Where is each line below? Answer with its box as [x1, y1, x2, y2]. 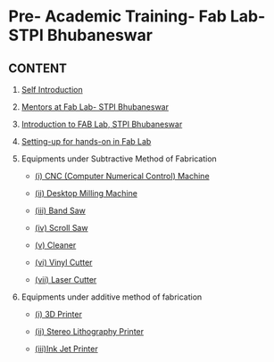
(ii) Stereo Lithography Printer [34, 326, 145, 336]
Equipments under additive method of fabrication [21, 292, 203, 302]
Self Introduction [21, 85, 83, 95]
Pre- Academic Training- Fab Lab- [8, 6, 266, 27]
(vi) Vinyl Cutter [34, 257, 93, 267]
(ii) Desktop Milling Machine [34, 188, 137, 198]
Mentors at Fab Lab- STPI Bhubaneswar [21, 102, 170, 112]
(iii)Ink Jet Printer [34, 343, 99, 354]
